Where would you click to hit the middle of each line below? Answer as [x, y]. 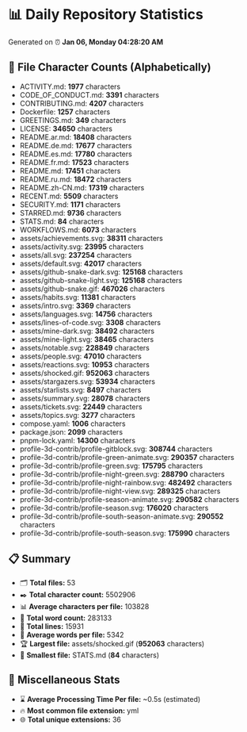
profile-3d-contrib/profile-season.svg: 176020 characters [114, 508]
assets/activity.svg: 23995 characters [82, 247]
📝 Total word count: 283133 [66, 618]
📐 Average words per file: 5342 [72, 634]
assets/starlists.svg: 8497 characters [80, 389]
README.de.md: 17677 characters [76, 145]
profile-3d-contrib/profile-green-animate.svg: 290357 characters [127, 457]
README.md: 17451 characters [70, 171]
